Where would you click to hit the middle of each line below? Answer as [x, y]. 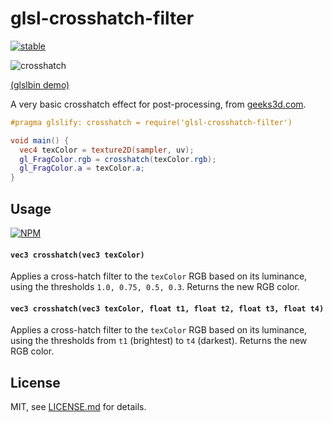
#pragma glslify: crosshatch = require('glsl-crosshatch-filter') [151, 122]
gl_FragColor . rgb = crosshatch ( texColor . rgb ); [118, 159]
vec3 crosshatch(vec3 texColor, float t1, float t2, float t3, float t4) [167, 308]
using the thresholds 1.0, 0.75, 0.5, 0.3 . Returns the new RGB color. [155, 287]
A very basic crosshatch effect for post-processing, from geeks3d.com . [158, 104]
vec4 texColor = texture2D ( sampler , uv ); [107, 150]
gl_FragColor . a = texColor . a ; [82, 168]
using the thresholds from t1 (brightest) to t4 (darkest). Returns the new [159, 341]
